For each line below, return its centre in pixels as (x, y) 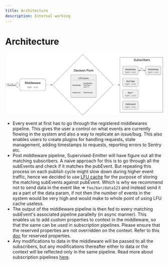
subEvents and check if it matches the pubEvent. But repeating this (82, 166)
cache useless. (28, 204)
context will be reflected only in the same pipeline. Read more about (83, 251)
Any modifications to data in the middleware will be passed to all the (83, 241)
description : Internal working (38, 16)
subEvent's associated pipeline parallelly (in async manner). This (79, 214)
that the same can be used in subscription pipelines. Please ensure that (86, 225)
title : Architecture (27, 11)
